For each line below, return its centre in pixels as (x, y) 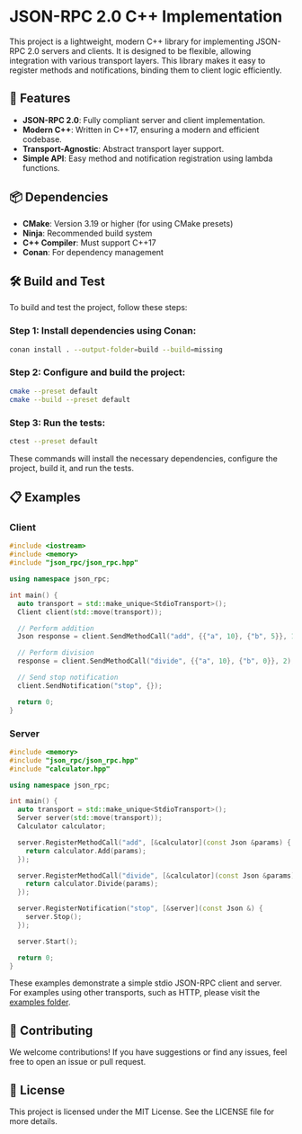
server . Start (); (48, 942)
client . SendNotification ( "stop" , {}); (90, 685)
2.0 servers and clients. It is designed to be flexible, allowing (139, 50)
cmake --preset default (54, 391)
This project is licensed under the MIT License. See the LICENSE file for (142, 1112)
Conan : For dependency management (93, 252)
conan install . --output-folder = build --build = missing (116, 349)
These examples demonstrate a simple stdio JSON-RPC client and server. (146, 983)
